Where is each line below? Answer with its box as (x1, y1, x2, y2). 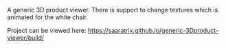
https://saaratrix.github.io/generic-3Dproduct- (87, 27, 218, 34)
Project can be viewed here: (7, 27, 87, 34)
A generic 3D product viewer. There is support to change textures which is (7, 6, 218, 14)
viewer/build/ (7, 34, 45, 42)
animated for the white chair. (7, 13, 88, 21)
